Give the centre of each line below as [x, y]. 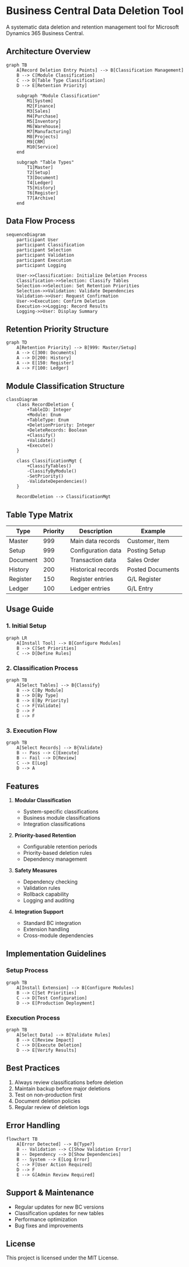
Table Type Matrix [40, 515]
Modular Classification [43, 800]
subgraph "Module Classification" [58, 96]
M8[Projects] [43, 137]
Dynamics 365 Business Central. [45, 33]
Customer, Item [148, 541]
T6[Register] [43, 193]
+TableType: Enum [48, 420]
